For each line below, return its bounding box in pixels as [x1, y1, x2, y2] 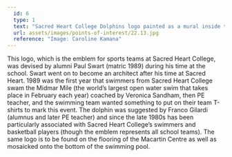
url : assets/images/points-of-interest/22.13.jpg [13, 29, 159, 36]
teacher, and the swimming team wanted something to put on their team [7, 98, 212, 107]
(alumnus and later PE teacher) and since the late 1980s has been [7, 113, 194, 121]
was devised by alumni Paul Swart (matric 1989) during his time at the [7, 62, 206, 70]
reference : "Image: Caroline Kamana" [13, 36, 122, 43]
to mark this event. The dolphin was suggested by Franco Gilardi [24, 106, 209, 114]
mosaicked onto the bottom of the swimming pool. [7, 143, 151, 151]
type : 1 [13, 17, 36, 23]
